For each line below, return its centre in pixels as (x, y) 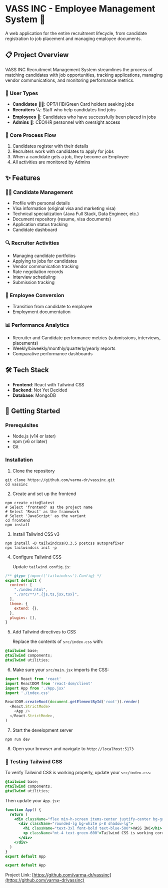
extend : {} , (26, 608)
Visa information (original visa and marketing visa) (64, 208)
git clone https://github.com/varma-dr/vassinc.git (60, 480)
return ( (19, 814)
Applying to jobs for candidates (45, 261)
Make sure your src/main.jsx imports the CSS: (60, 670)
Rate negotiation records (38, 272)
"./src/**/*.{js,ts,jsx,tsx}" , (47, 594)
